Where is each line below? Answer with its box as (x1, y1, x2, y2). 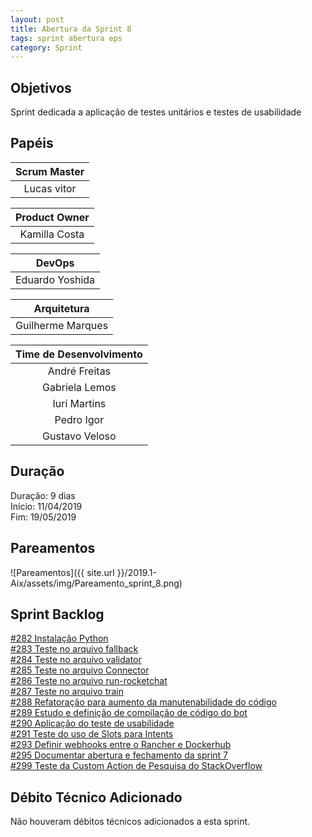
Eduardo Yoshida (15, 272, 96, 286)
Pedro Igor (54, 412, 105, 426)
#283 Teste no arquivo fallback (10, 643, 139, 655)
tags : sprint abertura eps (10, 33, 123, 43)
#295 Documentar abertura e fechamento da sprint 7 (10, 749, 229, 761)
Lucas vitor (23, 181, 77, 195)
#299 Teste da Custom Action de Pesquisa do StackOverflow (10, 760, 263, 772)
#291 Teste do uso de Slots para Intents (10, 728, 174, 740)
